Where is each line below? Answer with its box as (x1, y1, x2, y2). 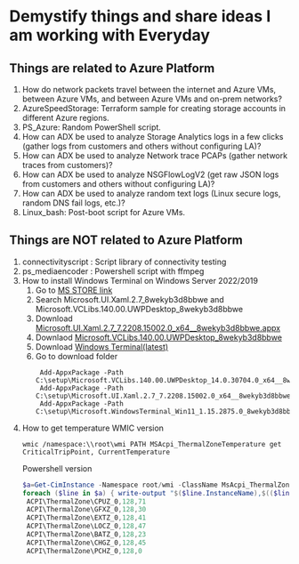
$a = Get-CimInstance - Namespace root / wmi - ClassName (21, 480, 218, 489)
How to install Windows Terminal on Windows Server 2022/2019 (21, 275, 258, 286)
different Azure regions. (21, 113, 109, 123)
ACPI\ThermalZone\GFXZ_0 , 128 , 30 (26, 505, 147, 514)
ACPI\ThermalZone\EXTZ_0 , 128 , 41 (26, 513, 147, 522)
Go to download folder (35, 350, 118, 361)
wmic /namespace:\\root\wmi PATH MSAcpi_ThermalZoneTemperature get (21, 439, 282, 448)
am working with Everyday (9, 25, 211, 45)
